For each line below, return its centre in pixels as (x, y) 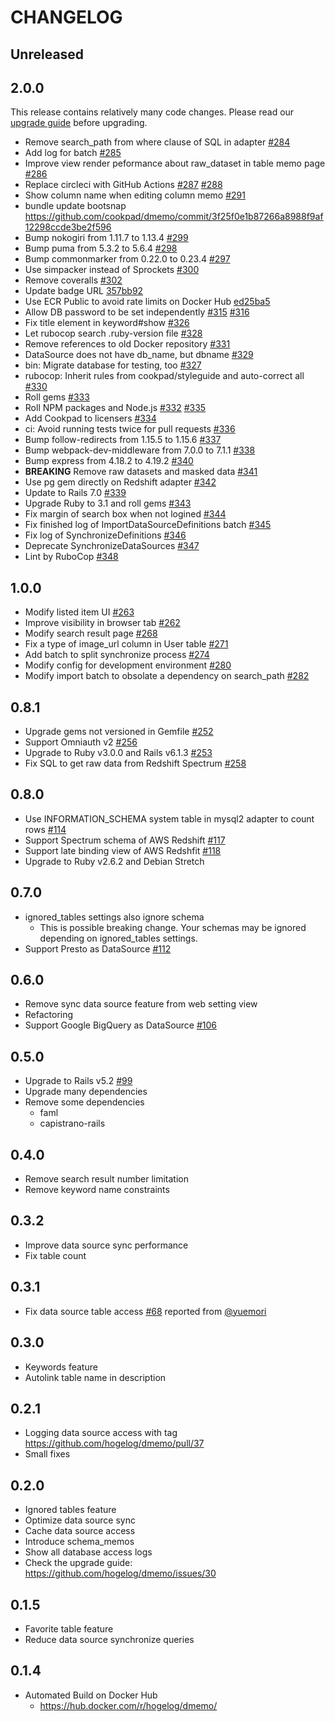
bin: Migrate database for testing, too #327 (113, 365)
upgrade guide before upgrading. (79, 123)
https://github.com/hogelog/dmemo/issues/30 (120, 1573)
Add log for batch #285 (73, 153)
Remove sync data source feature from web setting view (141, 1004)
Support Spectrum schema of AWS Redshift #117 (125, 840)
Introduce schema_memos (79, 1542)
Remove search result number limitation (106, 1179)
